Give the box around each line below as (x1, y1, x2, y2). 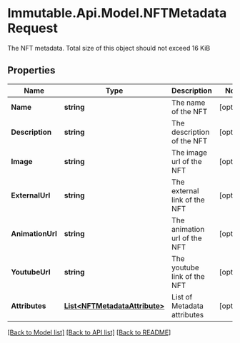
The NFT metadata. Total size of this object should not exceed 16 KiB (7, 43, 211, 52)
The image (171, 148, 208, 158)
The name (171, 98, 206, 108)
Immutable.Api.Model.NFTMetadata (7, 5, 227, 21)
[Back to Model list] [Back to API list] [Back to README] (7, 328, 171, 337)
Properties (7, 64, 56, 76)
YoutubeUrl (11, 267, 51, 277)
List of (171, 292, 193, 302)
